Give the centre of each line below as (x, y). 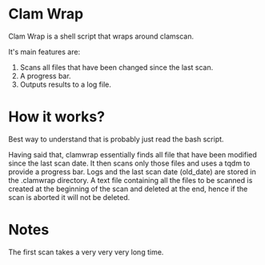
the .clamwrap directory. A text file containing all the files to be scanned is (130, 180)
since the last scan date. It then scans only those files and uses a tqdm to (129, 163)
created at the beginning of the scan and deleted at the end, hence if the (128, 189)
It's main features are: (44, 51)
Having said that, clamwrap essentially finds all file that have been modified (133, 154)
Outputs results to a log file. (66, 84)
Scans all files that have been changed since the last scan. (116, 67)
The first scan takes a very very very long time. (86, 252)
